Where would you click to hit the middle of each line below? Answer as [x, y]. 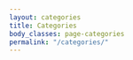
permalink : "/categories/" [59, 42]
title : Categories [43, 26]
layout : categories [45, 17]
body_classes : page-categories [67, 34]
